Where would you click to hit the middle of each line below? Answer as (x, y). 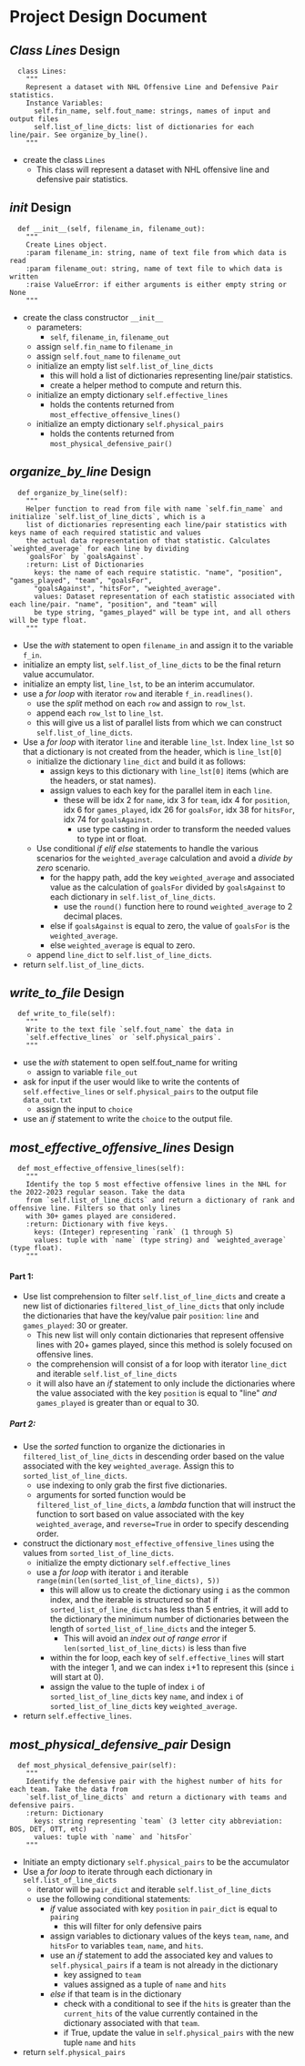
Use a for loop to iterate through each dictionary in (117, 1872)
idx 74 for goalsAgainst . (108, 819)
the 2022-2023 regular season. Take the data (97, 1193)
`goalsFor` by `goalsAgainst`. (85, 556)
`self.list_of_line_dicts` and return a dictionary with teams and (156, 1797)
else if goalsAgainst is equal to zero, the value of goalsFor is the (170, 925)
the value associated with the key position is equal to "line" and (157, 1393)
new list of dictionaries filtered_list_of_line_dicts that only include (153, 1306)
